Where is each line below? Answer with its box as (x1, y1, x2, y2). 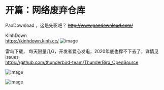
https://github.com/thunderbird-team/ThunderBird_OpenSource (5, 59, 139, 65)
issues (5, 54, 19, 60)
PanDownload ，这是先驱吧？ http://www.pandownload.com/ (5, 22, 134, 28)
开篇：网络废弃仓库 (5, 5, 86, 16)
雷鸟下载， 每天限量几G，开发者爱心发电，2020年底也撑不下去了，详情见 (5, 48, 159, 54)
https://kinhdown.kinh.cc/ (5, 37, 59, 43)
